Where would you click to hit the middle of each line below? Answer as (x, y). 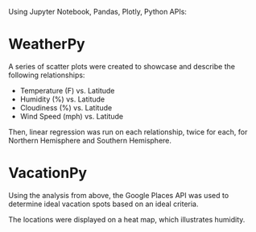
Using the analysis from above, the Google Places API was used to (119, 195)
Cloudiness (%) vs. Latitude (66, 107)
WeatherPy (47, 44)
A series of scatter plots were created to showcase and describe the (122, 66)
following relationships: (47, 75)
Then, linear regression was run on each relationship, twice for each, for (128, 131)
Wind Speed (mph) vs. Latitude (71, 116)
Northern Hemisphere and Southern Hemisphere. (90, 140)
